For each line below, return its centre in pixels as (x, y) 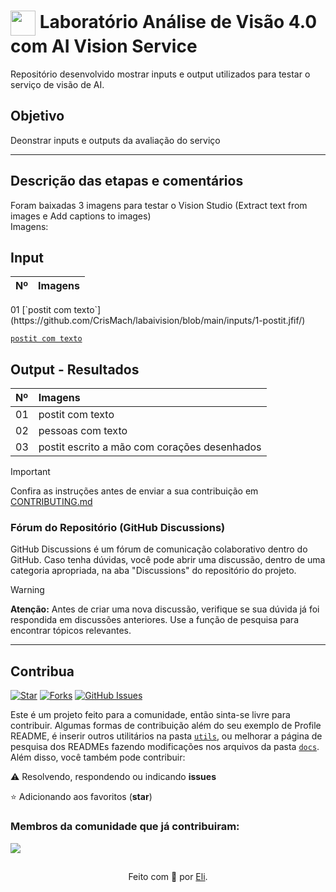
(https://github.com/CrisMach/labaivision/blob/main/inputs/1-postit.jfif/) (158, 321)
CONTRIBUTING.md (51, 502)
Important (30, 472)
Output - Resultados (75, 369)
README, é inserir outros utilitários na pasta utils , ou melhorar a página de (166, 736)
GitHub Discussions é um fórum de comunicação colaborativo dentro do (159, 549)
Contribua (42, 671)
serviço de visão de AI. (57, 84)
